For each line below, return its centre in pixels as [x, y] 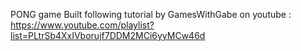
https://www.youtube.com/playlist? [82, 25]
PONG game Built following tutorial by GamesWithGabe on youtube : [151, 14]
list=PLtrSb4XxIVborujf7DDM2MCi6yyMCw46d [108, 35]
